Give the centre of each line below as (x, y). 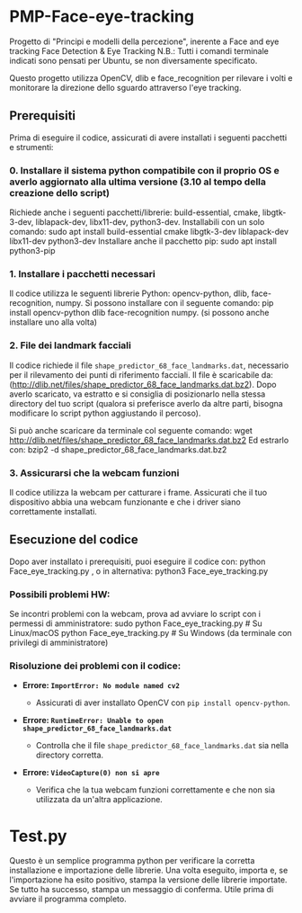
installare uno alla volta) (53, 322)
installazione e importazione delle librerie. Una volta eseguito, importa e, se (149, 871)
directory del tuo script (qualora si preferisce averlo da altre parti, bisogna (146, 403)
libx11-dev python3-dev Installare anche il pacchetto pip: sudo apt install (143, 241)
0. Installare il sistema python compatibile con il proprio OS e (145, 170)
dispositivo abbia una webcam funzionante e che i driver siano (125, 502)
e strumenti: (31, 147)
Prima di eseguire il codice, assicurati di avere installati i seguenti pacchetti (148, 138)
